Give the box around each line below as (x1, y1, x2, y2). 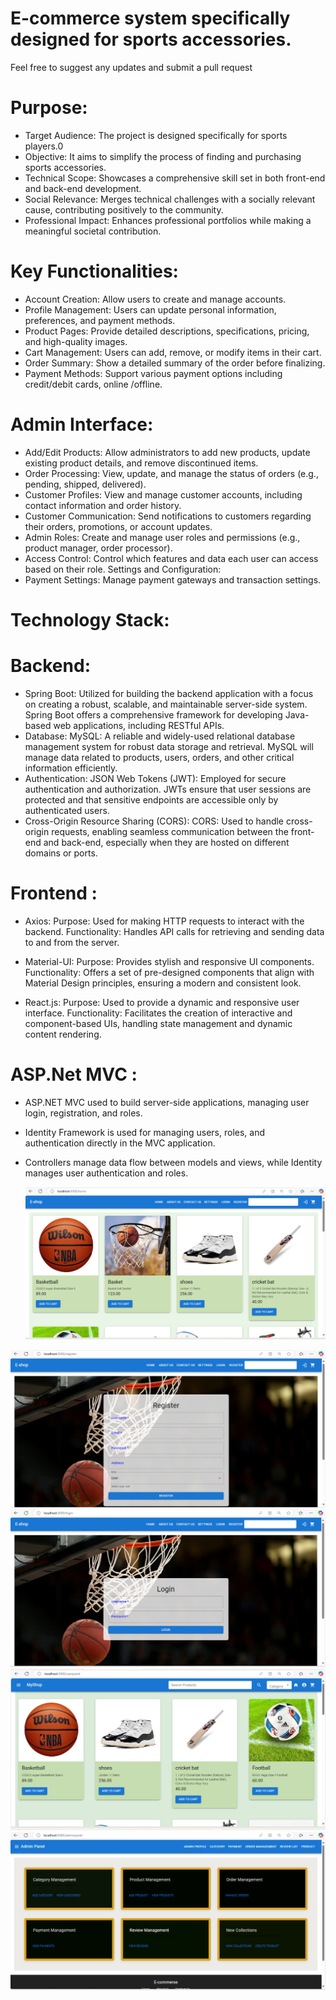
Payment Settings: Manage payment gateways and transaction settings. (24, 573, 322, 586)
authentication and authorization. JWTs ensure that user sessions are (24, 783, 312, 795)
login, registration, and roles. (24, 1107, 143, 1119)
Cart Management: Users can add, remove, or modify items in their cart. (24, 346, 322, 358)
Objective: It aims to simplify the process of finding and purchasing (24, 150, 302, 162)
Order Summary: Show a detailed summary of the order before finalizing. (24, 357, 326, 369)
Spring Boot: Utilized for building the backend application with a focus (24, 687, 314, 699)
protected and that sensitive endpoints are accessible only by (24, 793, 279, 806)
